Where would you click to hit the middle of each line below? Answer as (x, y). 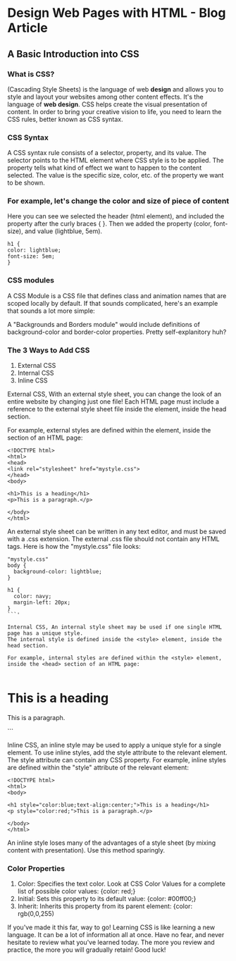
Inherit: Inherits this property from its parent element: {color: (105, 906)
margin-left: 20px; (42, 603)
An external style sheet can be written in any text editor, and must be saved (117, 532)
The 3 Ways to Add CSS (49, 350)
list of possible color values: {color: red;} (76, 891)
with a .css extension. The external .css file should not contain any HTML (113, 539)
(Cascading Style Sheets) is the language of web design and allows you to (116, 89)
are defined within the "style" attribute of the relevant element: (98, 767)
